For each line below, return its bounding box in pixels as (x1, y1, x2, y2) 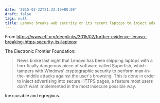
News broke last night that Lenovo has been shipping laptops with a (17, 58, 153, 63)
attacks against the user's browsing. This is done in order (40, 73, 155, 79)
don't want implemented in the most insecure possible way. (17, 83, 136, 89)
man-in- (134, 68, 151, 74)
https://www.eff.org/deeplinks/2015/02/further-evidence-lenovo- (16, 34, 147, 40)
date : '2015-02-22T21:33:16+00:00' (5, 7, 77, 12)
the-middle (17, 73, 39, 79)
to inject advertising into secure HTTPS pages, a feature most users (17, 78, 153, 84)
